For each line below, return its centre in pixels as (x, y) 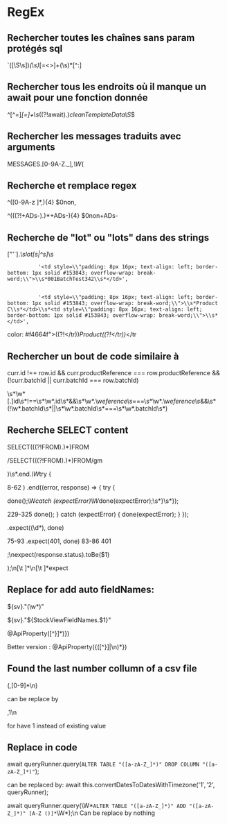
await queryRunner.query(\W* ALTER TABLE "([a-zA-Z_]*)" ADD (97, 806)
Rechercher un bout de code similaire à (93, 356)
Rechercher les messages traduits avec (94, 136)
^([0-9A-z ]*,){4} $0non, (42, 203)
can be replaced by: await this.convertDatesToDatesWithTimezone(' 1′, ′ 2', (111, 785)
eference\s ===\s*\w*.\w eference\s (151, 401)
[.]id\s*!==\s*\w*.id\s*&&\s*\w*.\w (55, 401)
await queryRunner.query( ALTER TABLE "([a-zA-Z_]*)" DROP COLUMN (103, 764)
